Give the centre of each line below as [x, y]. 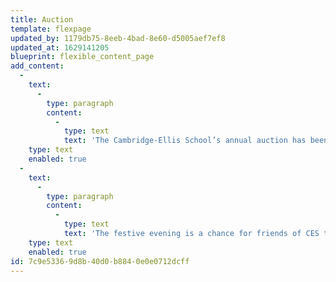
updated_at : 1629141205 [60, 47]
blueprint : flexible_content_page [82, 57]
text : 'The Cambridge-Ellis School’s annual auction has [185, 141]
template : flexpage [51, 29]
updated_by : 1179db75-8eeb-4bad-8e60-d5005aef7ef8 [118, 38]
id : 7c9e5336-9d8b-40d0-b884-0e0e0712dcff [100, 261]
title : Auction [42, 19]
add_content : [37, 66]
